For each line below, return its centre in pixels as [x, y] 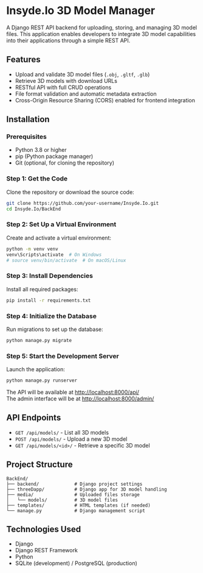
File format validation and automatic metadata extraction [86, 94]
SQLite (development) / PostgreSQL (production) [76, 563]
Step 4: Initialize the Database [52, 316]
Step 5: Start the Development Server [63, 356]
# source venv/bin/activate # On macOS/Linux [66, 260]
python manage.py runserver [42, 381]
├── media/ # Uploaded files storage [73, 494]
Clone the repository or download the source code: [71, 192]
